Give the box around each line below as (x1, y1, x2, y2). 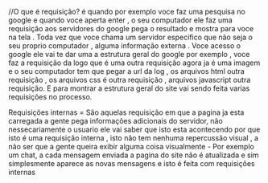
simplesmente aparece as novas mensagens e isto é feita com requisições (8, 159, 255, 168)
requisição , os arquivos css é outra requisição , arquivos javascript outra (8, 75, 251, 84)
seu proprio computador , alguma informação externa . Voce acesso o (8, 41, 241, 51)
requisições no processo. (8, 92, 93, 101)
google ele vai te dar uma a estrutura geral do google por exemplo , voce (8, 50, 250, 59)
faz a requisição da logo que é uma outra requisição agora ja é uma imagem (8, 58, 261, 67)
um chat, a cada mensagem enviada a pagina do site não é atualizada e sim (8, 150, 259, 160)
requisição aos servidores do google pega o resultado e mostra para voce (8, 24, 254, 33)
